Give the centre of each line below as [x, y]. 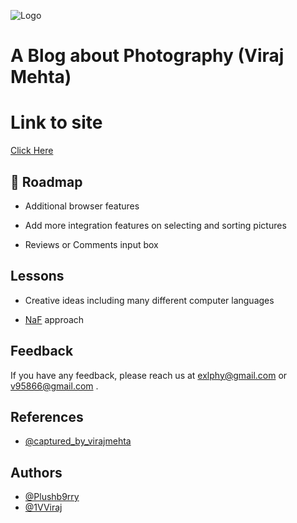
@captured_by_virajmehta [78, 441]
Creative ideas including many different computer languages [149, 300]
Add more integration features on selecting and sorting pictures [155, 225]
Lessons [37, 276]
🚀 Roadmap [46, 181]
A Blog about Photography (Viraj [147, 56]
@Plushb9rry [52, 497]
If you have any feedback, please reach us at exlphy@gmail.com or [149, 375]
